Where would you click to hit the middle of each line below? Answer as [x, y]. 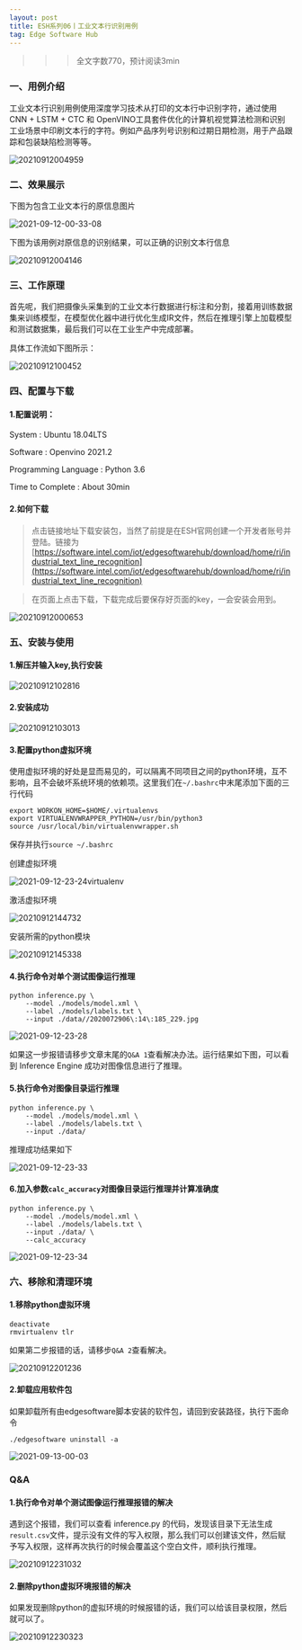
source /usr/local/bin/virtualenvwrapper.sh [94, 827]
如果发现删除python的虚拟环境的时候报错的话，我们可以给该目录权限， [140, 1608]
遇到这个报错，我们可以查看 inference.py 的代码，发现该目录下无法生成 [141, 1524]
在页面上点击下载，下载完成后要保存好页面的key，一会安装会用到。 [156, 599]
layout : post [34, 18]
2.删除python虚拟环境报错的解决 [70, 1586]
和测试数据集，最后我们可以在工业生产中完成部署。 [104, 329]
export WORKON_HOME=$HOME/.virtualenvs [84, 811]
